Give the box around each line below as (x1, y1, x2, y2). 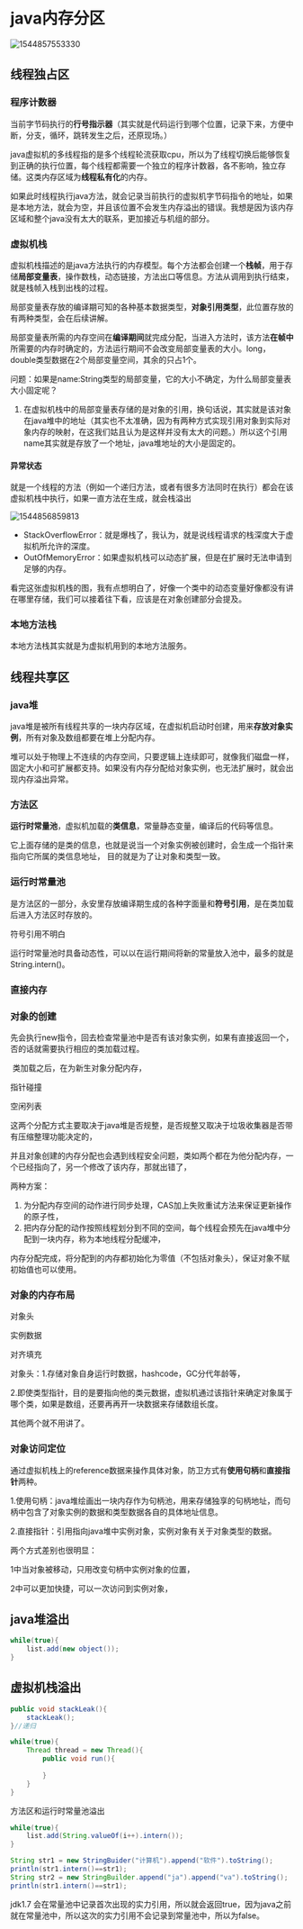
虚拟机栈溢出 (10, 1680, 82, 1696)
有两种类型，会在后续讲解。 (10, 312, 113, 323)
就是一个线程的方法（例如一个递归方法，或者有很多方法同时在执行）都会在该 (10, 482, 294, 493)
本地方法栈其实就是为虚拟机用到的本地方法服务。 (10, 640, 192, 651)
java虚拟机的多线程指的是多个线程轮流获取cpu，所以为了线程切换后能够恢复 (10, 149, 291, 159)
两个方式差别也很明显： (10, 1544, 97, 1555)
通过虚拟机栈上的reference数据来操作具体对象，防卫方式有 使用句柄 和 (10, 1464, 267, 1475)
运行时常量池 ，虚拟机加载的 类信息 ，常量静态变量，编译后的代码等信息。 (10, 820, 278, 831)
